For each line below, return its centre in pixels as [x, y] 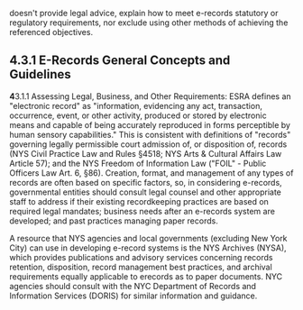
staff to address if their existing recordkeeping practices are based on [139, 201]
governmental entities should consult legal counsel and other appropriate [146, 192]
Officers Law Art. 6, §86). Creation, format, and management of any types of [151, 173]
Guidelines [40, 74]
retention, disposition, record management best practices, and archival [141, 267]
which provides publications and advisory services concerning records [141, 257]
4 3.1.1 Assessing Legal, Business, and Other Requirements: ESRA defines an [150, 96]
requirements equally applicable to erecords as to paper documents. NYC [146, 276]
